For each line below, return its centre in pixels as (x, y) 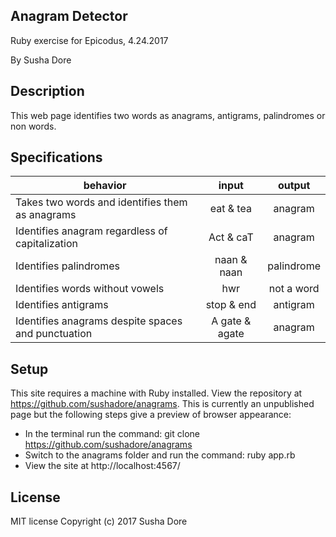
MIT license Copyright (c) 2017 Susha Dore (99, 521)
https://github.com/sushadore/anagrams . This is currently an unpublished (162, 404)
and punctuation (54, 334)
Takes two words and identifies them (101, 202)
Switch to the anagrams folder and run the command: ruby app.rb (160, 455)
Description (47, 91)
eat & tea (230, 209)
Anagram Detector (69, 16)
